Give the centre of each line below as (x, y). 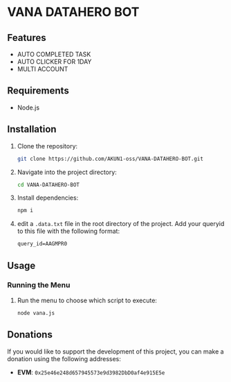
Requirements (38, 91)
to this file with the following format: (68, 231)
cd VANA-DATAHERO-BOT (48, 184)
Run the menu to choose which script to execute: (87, 300)
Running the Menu (39, 285)
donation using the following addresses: (64, 358)
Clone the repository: (47, 146)
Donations (30, 335)
